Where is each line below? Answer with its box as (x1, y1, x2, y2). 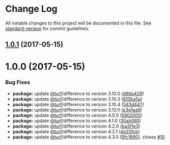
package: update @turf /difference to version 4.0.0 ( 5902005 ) (12, 112, 143, 118)
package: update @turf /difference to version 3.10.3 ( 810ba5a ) (12, 95, 143, 102)
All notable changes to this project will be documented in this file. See (5, 20, 152, 26)
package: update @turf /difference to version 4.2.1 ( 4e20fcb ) (12, 128, 140, 134)
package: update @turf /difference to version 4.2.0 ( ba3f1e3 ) (12, 123, 140, 129)
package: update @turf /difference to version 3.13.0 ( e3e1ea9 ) (12, 107, 143, 113)
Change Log (5, 3, 58, 15)
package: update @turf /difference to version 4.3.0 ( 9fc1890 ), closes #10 (12, 134, 165, 140)
